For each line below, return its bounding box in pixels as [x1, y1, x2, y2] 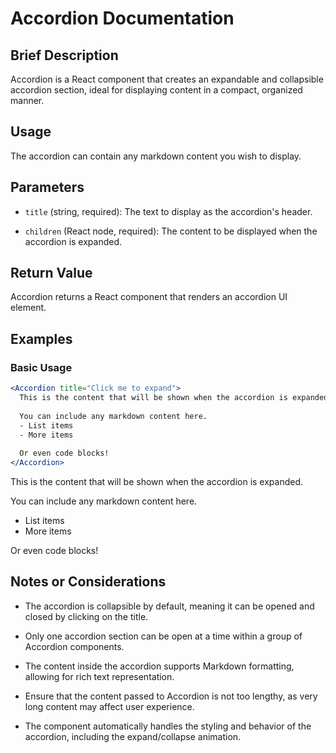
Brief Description [10, 47, 119, 64]
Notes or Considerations [10, 573, 167, 591]
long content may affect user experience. [24, 700, 195, 712]
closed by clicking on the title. [24, 610, 149, 622]
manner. [10, 95, 45, 106]
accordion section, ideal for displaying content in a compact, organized [10, 84, 303, 96]
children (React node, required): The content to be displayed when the [24, 225, 318, 237]
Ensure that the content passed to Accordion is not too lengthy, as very [24, 690, 318, 702]
